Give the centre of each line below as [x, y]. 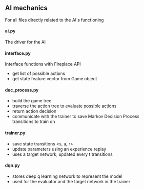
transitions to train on [33, 121]
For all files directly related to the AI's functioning [54, 20]
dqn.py [13, 165]
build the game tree [32, 101]
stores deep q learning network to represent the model [67, 176]
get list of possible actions [39, 73]
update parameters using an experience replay [59, 149]
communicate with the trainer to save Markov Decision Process [76, 117]
